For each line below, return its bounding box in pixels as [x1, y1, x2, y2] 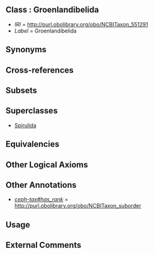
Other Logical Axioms [5, 159, 88, 170]
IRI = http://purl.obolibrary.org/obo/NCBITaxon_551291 [14, 20, 148, 28]
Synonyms [5, 44, 47, 55]
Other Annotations [5, 180, 77, 190]
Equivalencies [5, 139, 59, 150]
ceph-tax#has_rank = [14, 196, 68, 203]
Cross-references [5, 65, 74, 75]
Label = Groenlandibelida [14, 27, 77, 34]
